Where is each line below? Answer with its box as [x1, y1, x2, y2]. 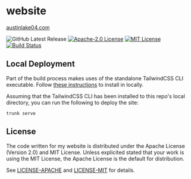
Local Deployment [6, 59, 76, 69]
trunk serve [6, 110, 36, 117]
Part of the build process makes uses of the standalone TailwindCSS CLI [6, 74, 184, 81]
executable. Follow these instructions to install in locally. [6, 81, 144, 88]
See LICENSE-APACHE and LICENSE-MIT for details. [6, 167, 135, 174]
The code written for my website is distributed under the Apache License [6, 142, 186, 149]
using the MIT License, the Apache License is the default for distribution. [6, 155, 184, 162]
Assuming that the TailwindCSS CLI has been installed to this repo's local [6, 92, 186, 99]
